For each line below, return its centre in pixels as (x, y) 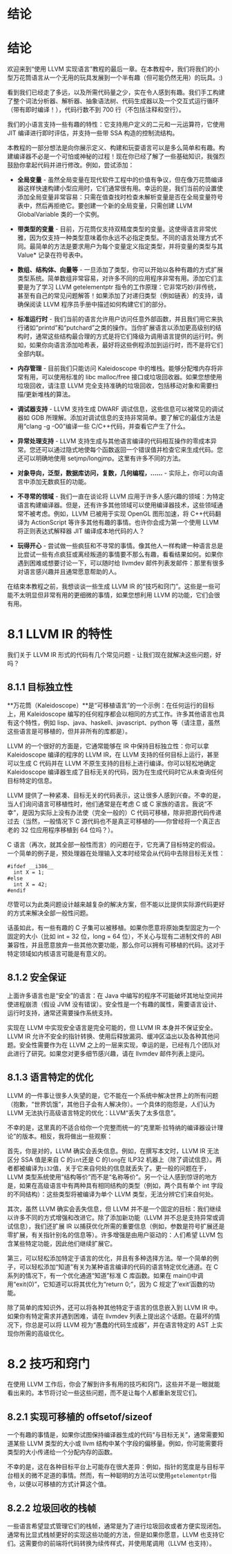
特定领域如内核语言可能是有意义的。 (59, 953)
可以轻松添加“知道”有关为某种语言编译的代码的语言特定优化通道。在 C (119, 1267)
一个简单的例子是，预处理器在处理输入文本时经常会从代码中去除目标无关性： (116, 853)
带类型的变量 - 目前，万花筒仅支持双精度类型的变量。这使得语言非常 (114, 229)
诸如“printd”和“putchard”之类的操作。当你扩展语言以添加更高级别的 (119, 328)
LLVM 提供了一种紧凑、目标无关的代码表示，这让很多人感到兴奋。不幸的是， (116, 795)
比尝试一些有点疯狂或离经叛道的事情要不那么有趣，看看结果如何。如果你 (120, 554)
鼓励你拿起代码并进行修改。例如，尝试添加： (71, 165)
